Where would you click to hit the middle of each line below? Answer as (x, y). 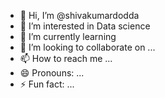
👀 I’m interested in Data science (85, 26)
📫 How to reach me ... (66, 58)
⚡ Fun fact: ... (47, 84)
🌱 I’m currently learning (68, 36)
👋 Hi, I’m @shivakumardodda (79, 15)
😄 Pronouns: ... (52, 73)
